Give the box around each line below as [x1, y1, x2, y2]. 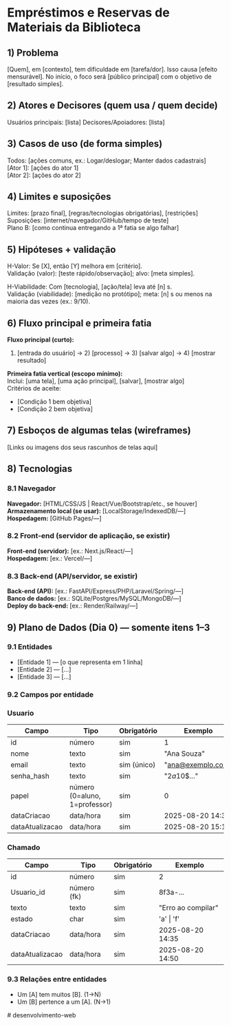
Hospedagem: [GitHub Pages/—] [7, 514, 102, 522]
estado [10, 914, 33, 924]
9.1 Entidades [7, 642, 53, 652]
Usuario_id [10, 887, 45, 897]
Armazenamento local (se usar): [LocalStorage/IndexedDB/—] [7, 506, 186, 515]
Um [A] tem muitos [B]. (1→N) [16, 990, 102, 998]
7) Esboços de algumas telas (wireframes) [7, 425, 191, 437]
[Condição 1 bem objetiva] [16, 397, 91, 406]
